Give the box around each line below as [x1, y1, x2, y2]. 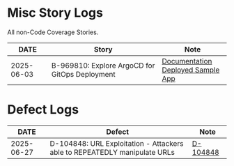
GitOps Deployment [51, 69, 116, 79]
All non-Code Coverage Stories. [7, 28, 99, 36]
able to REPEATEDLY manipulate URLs [49, 147, 175, 157]
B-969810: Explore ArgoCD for [51, 61, 155, 70]
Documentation [162, 56, 212, 66]
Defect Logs [7, 102, 79, 118]
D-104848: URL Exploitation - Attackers [49, 138, 184, 148]
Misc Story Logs [7, 5, 103, 21]
